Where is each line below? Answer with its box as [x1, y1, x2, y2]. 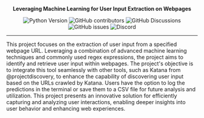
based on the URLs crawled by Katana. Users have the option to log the [6, 79, 185, 87]
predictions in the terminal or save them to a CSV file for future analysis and [6, 86, 196, 93]
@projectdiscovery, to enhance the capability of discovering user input [6, 73, 184, 80]
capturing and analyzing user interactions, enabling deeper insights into [6, 99, 186, 105]
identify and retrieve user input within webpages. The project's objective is [6, 60, 194, 67]
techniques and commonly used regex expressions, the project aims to [6, 54, 184, 61]
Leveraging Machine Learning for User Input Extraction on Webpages [13, 5, 191, 12]
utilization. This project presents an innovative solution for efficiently [6, 92, 177, 99]
